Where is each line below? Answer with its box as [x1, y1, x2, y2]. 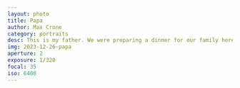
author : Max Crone [7, 23, 62, 31]
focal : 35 [7, 63, 37, 70]
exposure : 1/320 [7, 57, 56, 64]
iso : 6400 [7, 70, 37, 77]
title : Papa [7, 17, 43, 24]
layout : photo [7, 10, 50, 18]
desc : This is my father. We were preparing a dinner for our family [7, 37, 219, 44]
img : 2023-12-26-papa [7, 43, 72, 50]
